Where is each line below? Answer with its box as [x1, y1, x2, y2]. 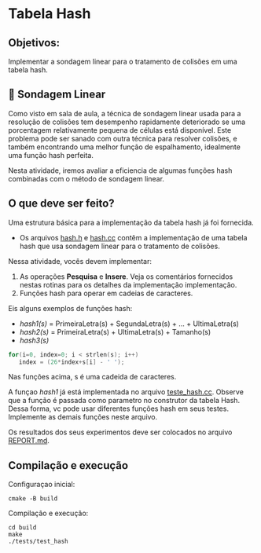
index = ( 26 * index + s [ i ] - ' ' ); [18, 358, 125, 366]
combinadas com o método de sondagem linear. [8, 174, 165, 183]
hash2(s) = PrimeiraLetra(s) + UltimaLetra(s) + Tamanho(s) [19, 327, 211, 336]
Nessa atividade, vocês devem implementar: [8, 256, 152, 266]
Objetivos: [8, 36, 61, 49]
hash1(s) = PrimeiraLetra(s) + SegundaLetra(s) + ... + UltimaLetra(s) [19, 319, 240, 328]
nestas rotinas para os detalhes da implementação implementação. [19, 280, 237, 289]
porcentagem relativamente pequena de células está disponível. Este [8, 125, 232, 134]
